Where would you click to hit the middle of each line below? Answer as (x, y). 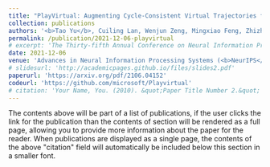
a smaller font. (32, 156)
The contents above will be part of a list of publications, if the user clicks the (135, 113)
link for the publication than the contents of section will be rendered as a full (134, 122)
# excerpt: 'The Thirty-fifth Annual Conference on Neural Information (131, 46)
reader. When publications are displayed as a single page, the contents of (130, 139)
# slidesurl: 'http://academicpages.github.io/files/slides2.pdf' (122, 68)
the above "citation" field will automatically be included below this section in (134, 147)
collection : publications (51, 23)
